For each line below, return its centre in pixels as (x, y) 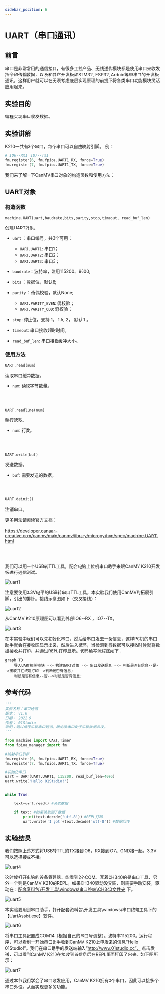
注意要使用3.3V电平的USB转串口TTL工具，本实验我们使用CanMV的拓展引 (79, 592)
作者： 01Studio (21, 723)
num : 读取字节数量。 (32, 386)
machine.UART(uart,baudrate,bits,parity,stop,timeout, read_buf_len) (78, 218)
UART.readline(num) (25, 410)
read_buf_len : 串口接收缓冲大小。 (46, 341)
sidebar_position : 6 (26, 10)
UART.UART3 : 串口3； (40, 261)
